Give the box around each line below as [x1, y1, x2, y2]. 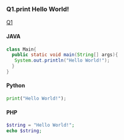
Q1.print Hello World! [6, 5, 69, 13]
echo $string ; [6, 128, 43, 134]
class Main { [6, 46, 36, 52]
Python [6, 82, 26, 89]
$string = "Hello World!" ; [6, 122, 75, 128]
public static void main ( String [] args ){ [12, 52, 119, 58]
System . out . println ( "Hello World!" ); [14, 57, 111, 64]
